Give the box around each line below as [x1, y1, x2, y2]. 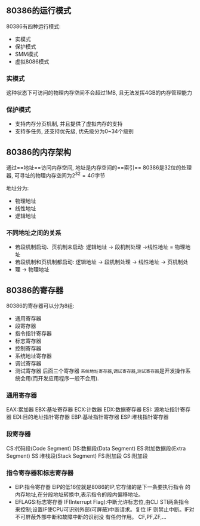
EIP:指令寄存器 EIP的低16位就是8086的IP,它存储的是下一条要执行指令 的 [14, 483, 191, 490]
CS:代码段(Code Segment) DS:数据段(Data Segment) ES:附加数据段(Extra [6, 445, 186, 452]
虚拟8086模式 [14, 58, 50, 65]
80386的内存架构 [6, 147, 72, 157]
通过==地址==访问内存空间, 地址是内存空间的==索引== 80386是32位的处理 [6, 164, 192, 171]
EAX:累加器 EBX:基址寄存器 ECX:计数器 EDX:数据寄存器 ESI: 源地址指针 [6, 406, 180, 413]
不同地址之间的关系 [6, 228, 61, 237]
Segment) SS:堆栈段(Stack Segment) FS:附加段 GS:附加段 [6, 452, 148, 460]
